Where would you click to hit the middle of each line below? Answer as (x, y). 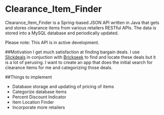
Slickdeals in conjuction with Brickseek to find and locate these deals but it (81, 57)
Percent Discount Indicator (39, 97)
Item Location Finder (33, 102)
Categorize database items (39, 92)
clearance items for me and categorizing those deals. (59, 68)
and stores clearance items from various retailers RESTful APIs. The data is (81, 27)
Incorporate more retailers (38, 107)
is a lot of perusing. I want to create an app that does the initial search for (79, 62)
